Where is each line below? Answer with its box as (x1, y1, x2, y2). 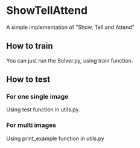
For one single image (6, 93, 69, 101)
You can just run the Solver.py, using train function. (6, 57, 133, 64)
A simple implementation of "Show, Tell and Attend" (6, 23, 135, 31)
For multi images (6, 121, 56, 129)
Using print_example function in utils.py (6, 135, 104, 142)
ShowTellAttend (6, 4, 88, 17)
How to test (6, 75, 50, 85)
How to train (6, 41, 53, 51)
